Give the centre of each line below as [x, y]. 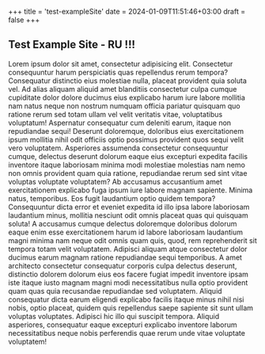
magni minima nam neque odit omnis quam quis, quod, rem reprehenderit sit [132, 240]
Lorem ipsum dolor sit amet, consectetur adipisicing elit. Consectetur [121, 63]
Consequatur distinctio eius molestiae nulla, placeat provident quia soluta [127, 80]
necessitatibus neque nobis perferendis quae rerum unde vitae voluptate [127, 333]
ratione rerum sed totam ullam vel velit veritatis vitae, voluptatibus [115, 114]
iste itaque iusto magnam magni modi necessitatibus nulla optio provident [128, 282]
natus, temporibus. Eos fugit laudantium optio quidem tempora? [112, 198]
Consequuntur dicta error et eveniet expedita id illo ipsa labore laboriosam [129, 207]
